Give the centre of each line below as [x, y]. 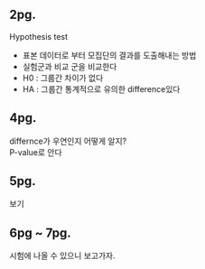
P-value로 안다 [36, 152]
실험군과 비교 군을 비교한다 [70, 66]
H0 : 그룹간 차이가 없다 [63, 78]
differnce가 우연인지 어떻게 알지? [68, 141]
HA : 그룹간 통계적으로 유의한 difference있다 [101, 88]
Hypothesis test [39, 36]
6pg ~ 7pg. [41, 232]
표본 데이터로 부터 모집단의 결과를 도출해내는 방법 [109, 55]
